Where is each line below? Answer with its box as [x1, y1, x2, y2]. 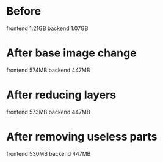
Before [6, 4, 42, 18]
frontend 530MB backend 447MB [6, 150, 91, 157]
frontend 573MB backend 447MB [6, 108, 90, 115]
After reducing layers [6, 88, 117, 102]
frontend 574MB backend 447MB [6, 66, 90, 74]
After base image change [6, 46, 137, 60]
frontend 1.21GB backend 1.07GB [6, 25, 89, 32]
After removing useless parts [6, 130, 158, 144]
